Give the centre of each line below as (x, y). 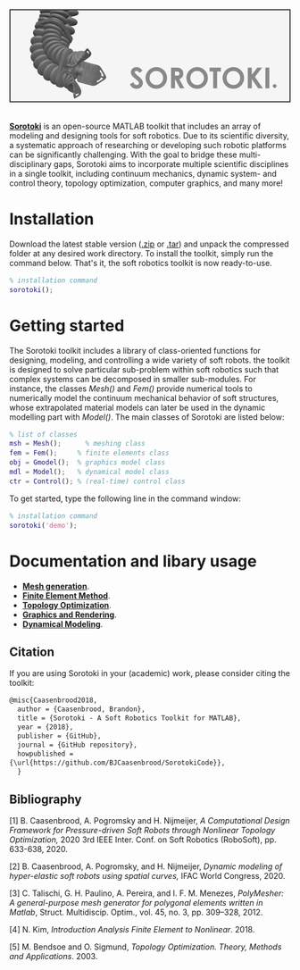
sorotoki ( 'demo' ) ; (43, 525)
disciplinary (30, 163)
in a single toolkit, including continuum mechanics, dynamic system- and (143, 173)
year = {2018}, (46, 727)
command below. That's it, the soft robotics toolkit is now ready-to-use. (141, 263)
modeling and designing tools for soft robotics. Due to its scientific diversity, (150, 135)
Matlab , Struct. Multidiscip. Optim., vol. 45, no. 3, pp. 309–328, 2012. (136, 912)
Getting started (67, 326)
